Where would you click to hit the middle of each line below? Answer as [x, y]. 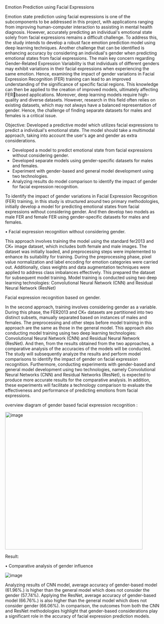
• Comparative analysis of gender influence [49, 566]
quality [12, 100]
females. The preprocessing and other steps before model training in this [79, 323]
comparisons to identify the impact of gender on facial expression [71, 359]
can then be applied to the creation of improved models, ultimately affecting [82, 89]
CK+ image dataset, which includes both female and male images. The [76, 246]
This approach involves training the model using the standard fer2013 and [80, 241]
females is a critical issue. [31, 115]
